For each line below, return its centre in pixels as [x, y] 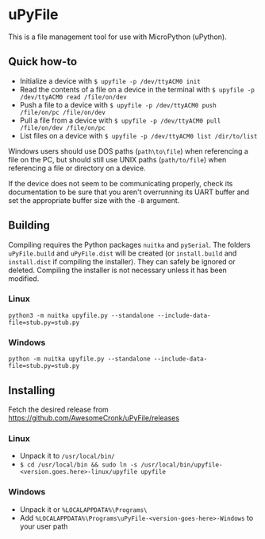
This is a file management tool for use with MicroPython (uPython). [118, 37]
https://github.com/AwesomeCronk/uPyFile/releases [94, 418]
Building [29, 226]
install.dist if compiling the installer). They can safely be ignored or [122, 261]
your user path [44, 526]
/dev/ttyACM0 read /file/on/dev [73, 97]
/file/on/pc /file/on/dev [62, 112]
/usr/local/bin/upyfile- [182, 465]
